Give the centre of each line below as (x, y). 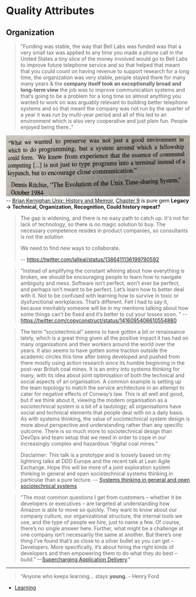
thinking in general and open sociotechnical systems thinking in (97, 474)
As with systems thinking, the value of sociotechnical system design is (105, 419)
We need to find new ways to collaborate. (70, 248)
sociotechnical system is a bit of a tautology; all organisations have (101, 406)
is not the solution (42, 237)
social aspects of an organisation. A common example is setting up (101, 382)
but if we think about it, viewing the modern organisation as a (94, 400)
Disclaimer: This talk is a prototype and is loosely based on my (95, 455)
